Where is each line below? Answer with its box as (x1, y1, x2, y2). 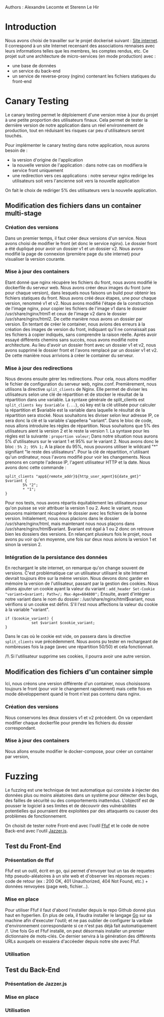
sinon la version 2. (5, 542, 42, 548)
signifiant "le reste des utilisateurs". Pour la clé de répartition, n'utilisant (5, 449, 149, 455)
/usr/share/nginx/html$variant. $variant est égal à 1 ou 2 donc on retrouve (5, 526, 154, 532)
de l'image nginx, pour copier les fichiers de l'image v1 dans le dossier (5, 305, 147, 311)
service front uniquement (12, 167, 64, 173)
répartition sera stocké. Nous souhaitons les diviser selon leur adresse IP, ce (5, 412, 159, 418)
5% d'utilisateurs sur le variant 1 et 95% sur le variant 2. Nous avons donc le (5, 439, 159, 444)
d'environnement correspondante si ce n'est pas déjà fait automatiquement (5, 923, 157, 929)
